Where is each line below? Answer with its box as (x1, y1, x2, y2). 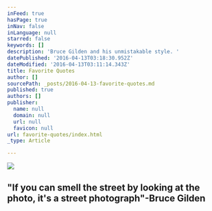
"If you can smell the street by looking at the (7, 182, 200, 193)
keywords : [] (7, 42, 45, 49)
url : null (13, 118, 41, 125)
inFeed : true (7, 10, 45, 17)
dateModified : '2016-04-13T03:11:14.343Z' (7, 61, 130, 68)
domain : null (13, 112, 51, 119)
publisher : (7, 99, 38, 106)
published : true (7, 86, 54, 93)
